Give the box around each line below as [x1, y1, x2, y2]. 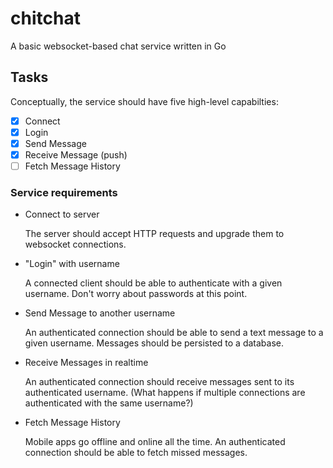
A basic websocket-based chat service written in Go [10, 40, 227, 52]
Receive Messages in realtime [24, 357, 149, 369]
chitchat [10, 7, 81, 30]
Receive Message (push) [24, 148, 128, 161]
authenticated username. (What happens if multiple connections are [24, 387, 306, 399]
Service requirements [10, 185, 118, 199]
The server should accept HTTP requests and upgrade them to [24, 228, 285, 240]
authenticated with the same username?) [24, 397, 194, 409]
